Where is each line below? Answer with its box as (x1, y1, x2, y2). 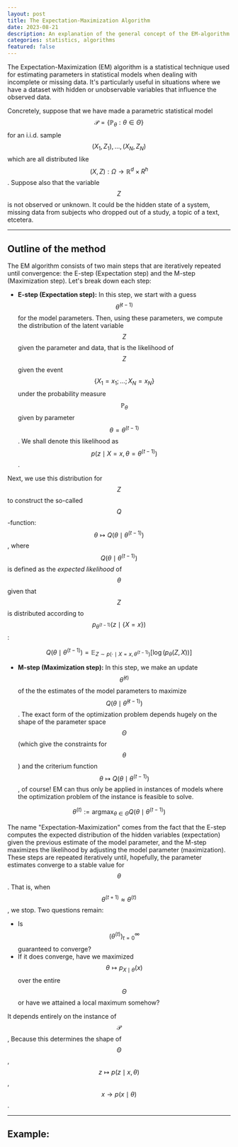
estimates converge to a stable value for (7, 860, 125, 869)
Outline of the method (7, 242, 106, 255)
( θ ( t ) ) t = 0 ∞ (108, 931, 140, 942)
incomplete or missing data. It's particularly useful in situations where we (7, 78, 221, 86)
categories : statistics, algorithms (7, 37, 115, 44)
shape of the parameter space (17, 717, 106, 726)
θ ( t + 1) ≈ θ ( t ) (101, 893, 137, 903)
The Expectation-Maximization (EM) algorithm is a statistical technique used (7, 63, 230, 71)
